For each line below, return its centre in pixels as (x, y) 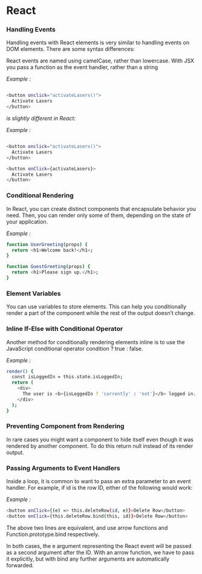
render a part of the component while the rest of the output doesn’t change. (101, 313)
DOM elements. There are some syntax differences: (70, 49)
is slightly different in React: (41, 118)
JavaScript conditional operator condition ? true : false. (75, 349)
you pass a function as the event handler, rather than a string (82, 67)
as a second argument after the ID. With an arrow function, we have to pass (100, 552)
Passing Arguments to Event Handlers (64, 468)
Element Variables (34, 293)
